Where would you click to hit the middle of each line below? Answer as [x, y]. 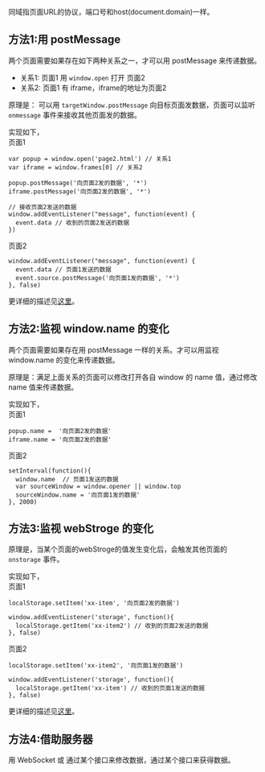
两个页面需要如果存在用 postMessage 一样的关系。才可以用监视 [114, 349]
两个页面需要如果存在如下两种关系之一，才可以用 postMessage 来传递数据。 [135, 60]
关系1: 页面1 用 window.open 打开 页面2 [83, 77]
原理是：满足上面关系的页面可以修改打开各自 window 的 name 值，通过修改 [133, 377]
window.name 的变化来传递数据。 [64, 360]
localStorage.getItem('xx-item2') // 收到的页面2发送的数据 [112, 626]
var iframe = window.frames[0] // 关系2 [75, 167]
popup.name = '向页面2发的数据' [60, 431]
